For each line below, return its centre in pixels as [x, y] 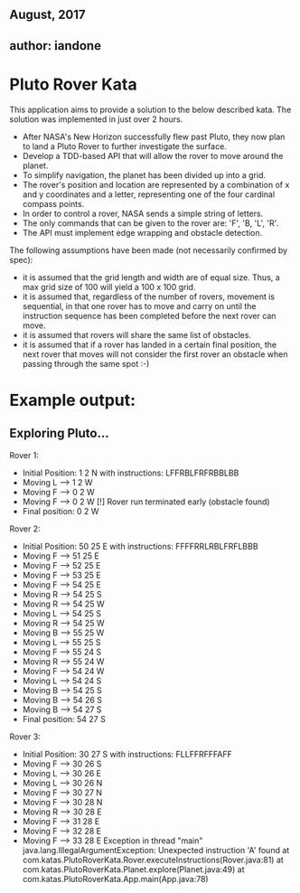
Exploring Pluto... [60, 433]
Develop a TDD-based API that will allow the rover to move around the [153, 155]
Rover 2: [25, 529]
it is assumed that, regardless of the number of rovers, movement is [149, 296]
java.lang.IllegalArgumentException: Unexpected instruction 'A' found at [156, 850]
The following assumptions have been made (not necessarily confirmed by [148, 250]
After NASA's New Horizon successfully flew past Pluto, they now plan [154, 136]
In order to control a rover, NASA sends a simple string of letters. [143, 213]
